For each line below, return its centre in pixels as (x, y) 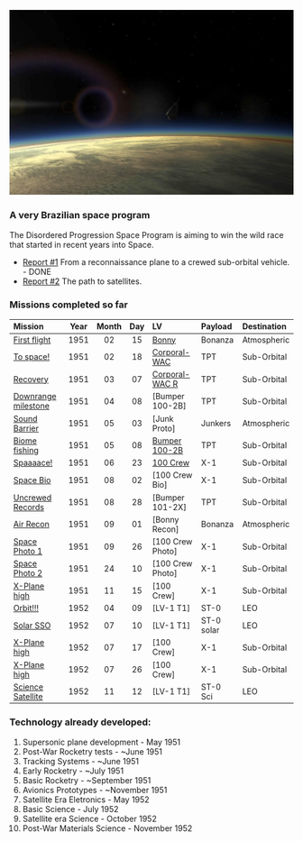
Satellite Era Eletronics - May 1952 (86, 800)
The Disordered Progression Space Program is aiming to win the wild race (147, 234)
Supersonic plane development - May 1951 (101, 742)
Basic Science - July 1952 (70, 809)
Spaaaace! (33, 463)
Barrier (26, 428)
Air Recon (31, 525)
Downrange (35, 397)
